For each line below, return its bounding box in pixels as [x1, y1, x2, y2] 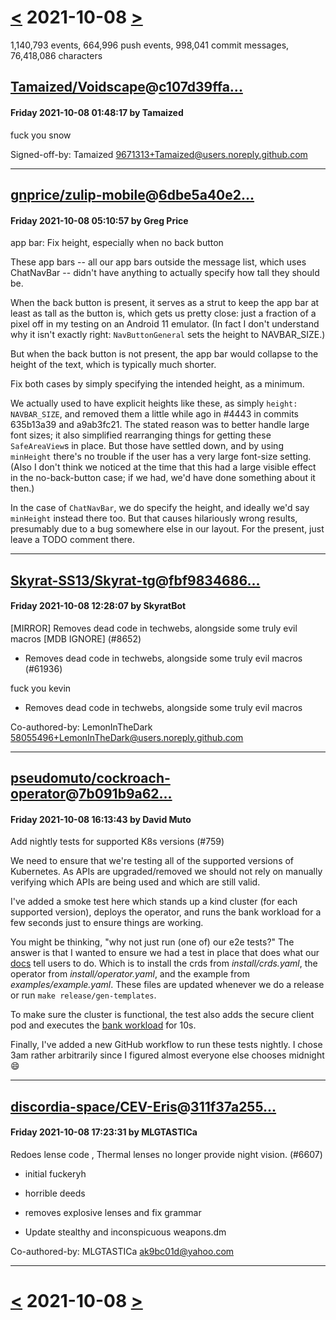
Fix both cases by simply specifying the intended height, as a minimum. [10, 378, 305, 390]
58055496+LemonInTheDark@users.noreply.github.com [10, 731, 244, 743]
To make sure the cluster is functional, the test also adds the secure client [10, 1009, 315, 1021]
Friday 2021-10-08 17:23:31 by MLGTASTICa [10, 1126, 198, 1138]
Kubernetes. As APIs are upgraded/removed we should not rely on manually [10, 866, 323, 878]
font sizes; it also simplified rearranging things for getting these [10, 429, 272, 441]
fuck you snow [10, 129, 72, 141]
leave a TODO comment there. [10, 534, 136, 546]
